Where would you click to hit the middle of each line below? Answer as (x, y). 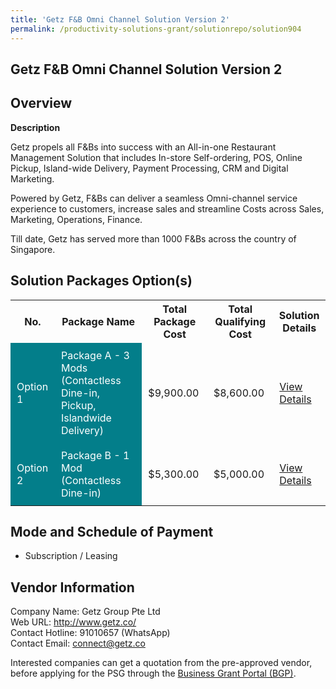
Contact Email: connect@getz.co (78, 643)
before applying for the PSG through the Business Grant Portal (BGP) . (153, 673)
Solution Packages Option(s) (101, 281)
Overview (41, 103)
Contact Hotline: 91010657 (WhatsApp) (90, 633)
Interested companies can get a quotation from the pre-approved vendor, (161, 663)
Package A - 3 (95, 355)
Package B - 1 (95, 455)
